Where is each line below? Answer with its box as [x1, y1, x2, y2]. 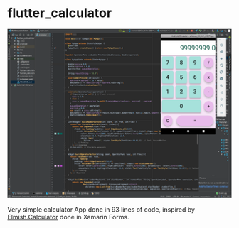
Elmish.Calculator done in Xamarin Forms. [7, 213, 129, 222]
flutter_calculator [7, 5, 112, 21]
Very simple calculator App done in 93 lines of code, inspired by [7, 205, 196, 214]
